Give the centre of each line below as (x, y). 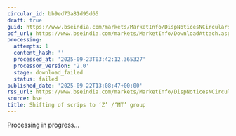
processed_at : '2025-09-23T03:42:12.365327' (80, 60)
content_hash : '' (39, 53)
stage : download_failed (48, 72)
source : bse (25, 99)
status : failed (36, 79)
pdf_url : (20, 33)
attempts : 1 (31, 46)
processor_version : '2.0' (52, 66)
